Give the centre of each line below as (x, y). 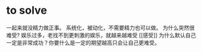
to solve (27, 10)
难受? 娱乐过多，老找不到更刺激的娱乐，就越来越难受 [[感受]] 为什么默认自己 (101, 35)
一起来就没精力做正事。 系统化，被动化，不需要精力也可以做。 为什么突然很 (100, 27)
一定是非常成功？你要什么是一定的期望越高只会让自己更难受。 (83, 42)
